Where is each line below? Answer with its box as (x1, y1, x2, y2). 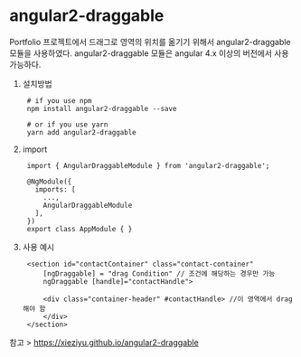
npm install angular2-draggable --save (26, 104, 177, 113)
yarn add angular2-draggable (26, 127, 137, 136)
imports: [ (34, 184, 76, 194)
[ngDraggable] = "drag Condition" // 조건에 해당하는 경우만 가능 (42, 268, 276, 278)
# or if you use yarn (26, 119, 108, 129)
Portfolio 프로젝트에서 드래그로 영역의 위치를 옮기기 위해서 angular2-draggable (9, 36, 291, 47)
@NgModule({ (26, 177, 72, 186)
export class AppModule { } (26, 224, 133, 233)
